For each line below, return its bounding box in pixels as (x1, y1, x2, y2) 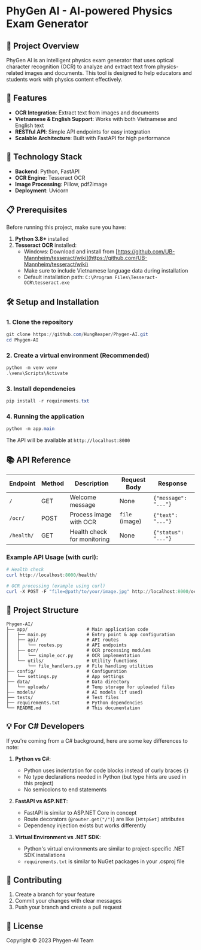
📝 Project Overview (6, 41, 80, 51)
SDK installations (23, 851, 66, 858)
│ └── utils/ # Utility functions (6, 658, 138, 664)
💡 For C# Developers (6, 721, 85, 731)
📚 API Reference (6, 455, 71, 465)
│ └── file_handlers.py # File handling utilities (6, 663, 154, 669)
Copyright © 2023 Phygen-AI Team (6, 937, 94, 944)
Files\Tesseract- (114, 274, 158, 281)
